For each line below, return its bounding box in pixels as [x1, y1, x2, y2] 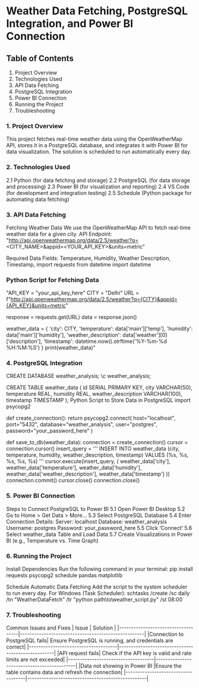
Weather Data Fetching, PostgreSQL [6, 4, 188, 18]
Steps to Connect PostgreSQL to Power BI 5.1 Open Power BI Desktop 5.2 [6, 505, 185, 512]
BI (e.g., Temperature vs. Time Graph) [6, 537, 99, 544]
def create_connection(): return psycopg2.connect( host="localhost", [6, 414, 176, 422]
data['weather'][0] [122, 331, 168, 339]
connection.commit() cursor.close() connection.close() [6, 477, 140, 484]
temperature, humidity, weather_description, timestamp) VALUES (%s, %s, [6, 451, 189, 458]
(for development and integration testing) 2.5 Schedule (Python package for [6, 189, 192, 196]
